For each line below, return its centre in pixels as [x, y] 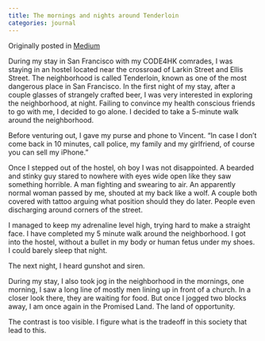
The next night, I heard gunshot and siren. [77, 266]
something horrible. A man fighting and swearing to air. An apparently [122, 184]
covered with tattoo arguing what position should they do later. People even [132, 201]
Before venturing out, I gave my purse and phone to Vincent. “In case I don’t [132, 135]
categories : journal [42, 23]
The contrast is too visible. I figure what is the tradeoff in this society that [128, 321]
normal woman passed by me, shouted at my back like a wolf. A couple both [133, 193]
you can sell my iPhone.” [48, 152]
